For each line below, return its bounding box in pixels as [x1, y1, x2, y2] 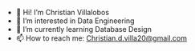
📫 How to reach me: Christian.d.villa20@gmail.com [15, 33, 187, 43]
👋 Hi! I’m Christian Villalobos [15, 8, 110, 17]
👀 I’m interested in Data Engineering [15, 16, 135, 25]
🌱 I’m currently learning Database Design [15, 25, 152, 33]
